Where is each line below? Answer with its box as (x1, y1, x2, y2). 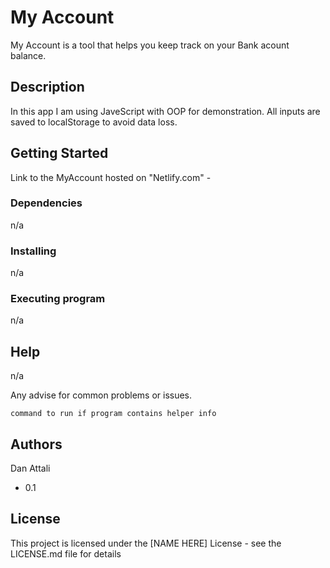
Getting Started (10, 145, 109, 162)
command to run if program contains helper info (10, 409, 217, 419)
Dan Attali (10, 462, 51, 475)
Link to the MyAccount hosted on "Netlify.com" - (10, 171, 212, 183)
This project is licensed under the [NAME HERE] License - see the (10, 537, 282, 549)
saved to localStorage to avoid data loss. (10, 116, 178, 128)
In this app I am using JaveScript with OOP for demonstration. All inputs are (10, 105, 321, 117)
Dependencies (10, 196, 83, 210)
